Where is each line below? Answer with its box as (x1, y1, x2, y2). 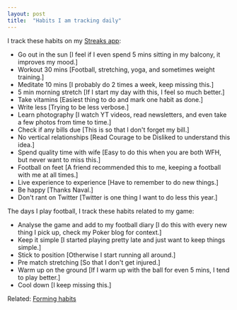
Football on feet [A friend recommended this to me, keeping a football (17, 163, 221, 171)
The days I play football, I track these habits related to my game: (7, 207, 195, 215)
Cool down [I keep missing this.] (17, 280, 112, 289)
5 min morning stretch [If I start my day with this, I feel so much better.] (17, 88, 225, 96)
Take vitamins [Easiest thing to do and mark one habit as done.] (17, 95, 204, 103)
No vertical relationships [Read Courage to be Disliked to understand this (17, 132, 231, 142)
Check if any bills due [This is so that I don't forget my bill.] (17, 125, 190, 134)
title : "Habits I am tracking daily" (7, 17, 122, 24)
